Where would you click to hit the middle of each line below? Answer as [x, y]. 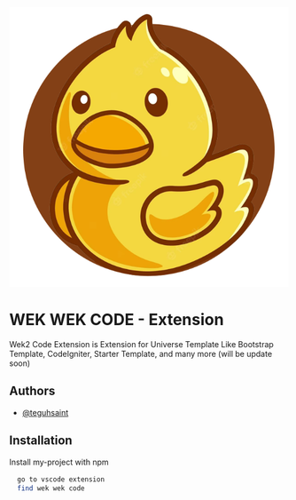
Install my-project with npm [59, 462]
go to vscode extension [61, 479]
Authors [32, 391]
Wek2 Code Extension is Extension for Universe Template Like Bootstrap [142, 344]
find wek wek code [51, 488]
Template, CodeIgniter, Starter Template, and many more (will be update [141, 353]
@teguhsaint [45, 412]
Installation [41, 441]
